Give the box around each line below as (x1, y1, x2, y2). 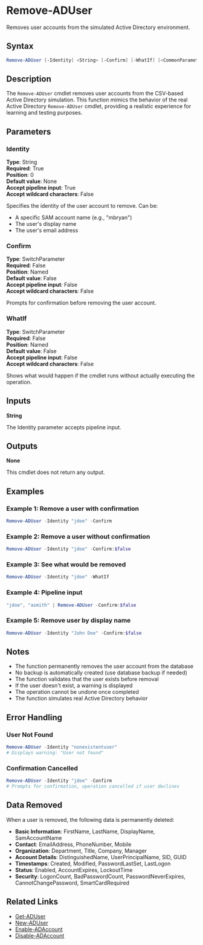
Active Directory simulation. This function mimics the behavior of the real (6, 96, 188, 103)
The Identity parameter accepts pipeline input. (6, 423, 122, 431)
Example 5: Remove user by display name (6, 617, 131, 625)
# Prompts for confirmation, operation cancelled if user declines (6, 783, 180, 790)
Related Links (6, 897, 59, 907)
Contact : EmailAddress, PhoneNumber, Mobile (14, 841, 132, 848)
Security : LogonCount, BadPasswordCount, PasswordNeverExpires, (14, 873, 186, 880)
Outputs (6, 441, 38, 451)
